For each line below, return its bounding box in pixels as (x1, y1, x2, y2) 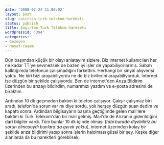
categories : (5, 35, 29, 40)
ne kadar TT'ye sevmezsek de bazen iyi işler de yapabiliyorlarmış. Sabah (5, 62, 152, 68)
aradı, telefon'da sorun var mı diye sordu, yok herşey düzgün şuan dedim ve (5, 103, 159, 109)
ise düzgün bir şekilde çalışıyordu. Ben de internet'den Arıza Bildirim (5, 78, 143, 84)
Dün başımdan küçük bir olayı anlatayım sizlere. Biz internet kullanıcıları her (5, 57, 157, 63)
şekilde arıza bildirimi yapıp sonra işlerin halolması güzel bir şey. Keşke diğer (5, 129, 159, 135)
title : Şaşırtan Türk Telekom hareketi (5, 25, 87, 30)
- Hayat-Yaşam (5, 44, 34, 48)
